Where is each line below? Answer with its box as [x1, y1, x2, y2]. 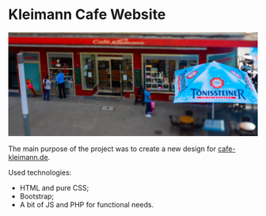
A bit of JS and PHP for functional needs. [19, 199, 154, 209]
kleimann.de [8, 152, 49, 161]
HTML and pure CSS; [19, 183, 89, 192]
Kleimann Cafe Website [8, 6, 166, 24]
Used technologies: [8, 168, 72, 177]
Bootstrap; [19, 191, 55, 201]
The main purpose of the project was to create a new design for [8, 144, 216, 153]
